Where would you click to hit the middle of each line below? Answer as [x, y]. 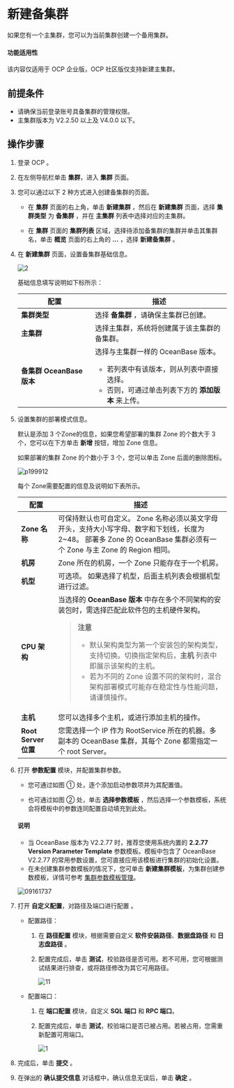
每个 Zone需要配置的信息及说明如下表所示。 [80, 485]
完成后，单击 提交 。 [47, 1063]
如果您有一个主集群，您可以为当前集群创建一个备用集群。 [89, 35]
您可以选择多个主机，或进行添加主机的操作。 [131, 717]
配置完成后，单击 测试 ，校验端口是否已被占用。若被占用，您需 [127, 1025]
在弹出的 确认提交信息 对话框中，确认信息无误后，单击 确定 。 [106, 1078]
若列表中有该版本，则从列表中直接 [163, 369]
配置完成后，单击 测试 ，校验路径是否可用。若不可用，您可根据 [127, 959]
